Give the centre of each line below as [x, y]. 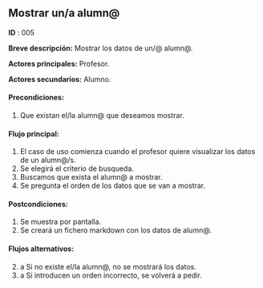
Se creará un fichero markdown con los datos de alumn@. [116, 230]
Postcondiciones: [38, 204]
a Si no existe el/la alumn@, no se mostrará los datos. [108, 266]
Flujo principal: [34, 134]
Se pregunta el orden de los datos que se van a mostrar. [113, 186]
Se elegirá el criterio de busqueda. [77, 168]
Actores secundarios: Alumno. [60, 79]
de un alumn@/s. [48, 160]
